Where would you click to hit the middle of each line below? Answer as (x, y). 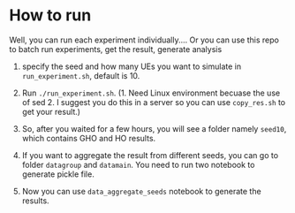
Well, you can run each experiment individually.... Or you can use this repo (144, 40)
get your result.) (51, 111)
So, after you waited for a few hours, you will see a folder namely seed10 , (154, 128)
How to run (50, 15)
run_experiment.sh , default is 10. (81, 75)
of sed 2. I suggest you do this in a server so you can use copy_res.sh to (154, 102)
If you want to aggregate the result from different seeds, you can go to (150, 155)
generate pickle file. (58, 174)
